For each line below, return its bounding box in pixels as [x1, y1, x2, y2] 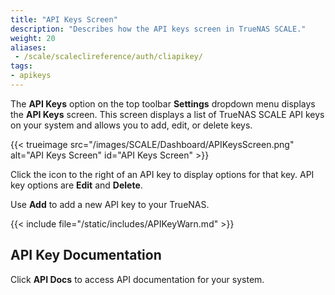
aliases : [10, 42, 47, 53]
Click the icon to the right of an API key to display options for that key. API [10, 168, 315, 180]
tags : [10, 61, 33, 71]
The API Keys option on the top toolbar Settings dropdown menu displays [10, 97, 316, 110]
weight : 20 [10, 33, 56, 43]
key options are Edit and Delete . [10, 179, 143, 191]
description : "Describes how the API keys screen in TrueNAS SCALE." [10, 24, 307, 34]
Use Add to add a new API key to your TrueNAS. [10, 198, 210, 210]
